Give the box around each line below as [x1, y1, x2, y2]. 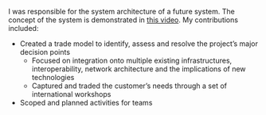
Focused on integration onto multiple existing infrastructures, [31, 56, 233, 65]
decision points [19, 48, 70, 56]
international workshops [31, 90, 111, 98]
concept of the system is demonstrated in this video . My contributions [8, 15, 239, 25]
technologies [31, 73, 75, 82]
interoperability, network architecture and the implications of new [31, 64, 246, 74]
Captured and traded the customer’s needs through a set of [31, 81, 228, 90]
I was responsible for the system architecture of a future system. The [8, 7, 235, 16]
